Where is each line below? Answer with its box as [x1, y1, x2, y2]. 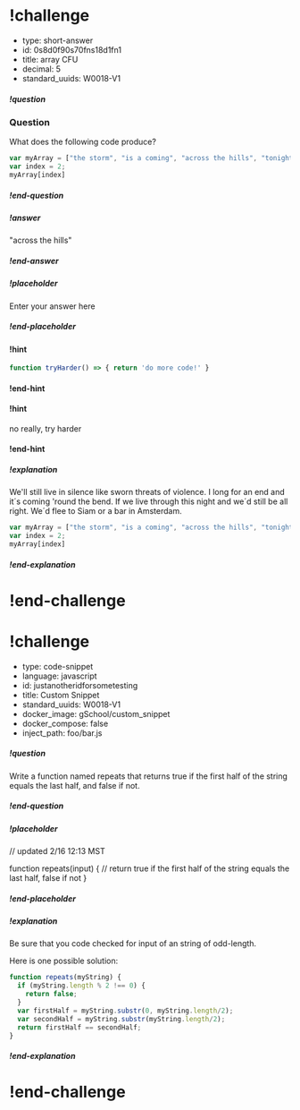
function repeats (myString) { [9, 973, 122, 982]
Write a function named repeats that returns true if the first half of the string [9, 771, 288, 781]
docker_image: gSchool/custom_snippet [21, 708, 171, 719]
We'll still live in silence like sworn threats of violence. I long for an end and [9, 487, 286, 498]
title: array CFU [21, 54, 79, 64]
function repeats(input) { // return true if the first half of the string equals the [9, 863, 290, 874]
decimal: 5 [21, 64, 61, 74]
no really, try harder [9, 423, 82, 434]
